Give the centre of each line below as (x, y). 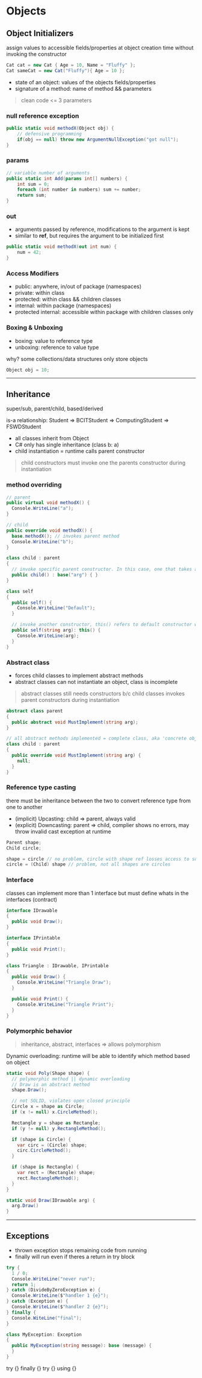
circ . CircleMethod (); (44, 1151)
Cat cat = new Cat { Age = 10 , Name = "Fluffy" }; (71, 65)
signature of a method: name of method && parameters (83, 88)
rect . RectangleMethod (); (48, 1178)
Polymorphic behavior (39, 1031)
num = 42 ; (29, 253)
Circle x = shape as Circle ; (48, 1107)
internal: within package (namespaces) (63, 306)
